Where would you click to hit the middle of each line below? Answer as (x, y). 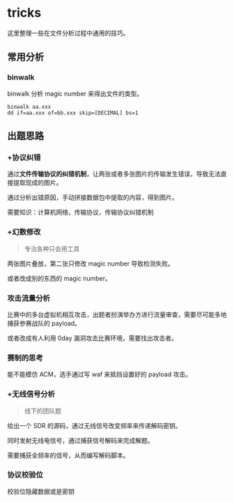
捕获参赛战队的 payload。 (44, 323)
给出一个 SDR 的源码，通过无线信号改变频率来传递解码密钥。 (94, 425)
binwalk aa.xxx (29, 107)
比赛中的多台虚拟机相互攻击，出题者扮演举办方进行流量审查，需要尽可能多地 (117, 314)
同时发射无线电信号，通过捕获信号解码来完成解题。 (80, 440)
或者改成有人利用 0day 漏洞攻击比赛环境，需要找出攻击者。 (92, 338)
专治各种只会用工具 (52, 248)
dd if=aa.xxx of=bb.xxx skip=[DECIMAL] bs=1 (73, 113)
